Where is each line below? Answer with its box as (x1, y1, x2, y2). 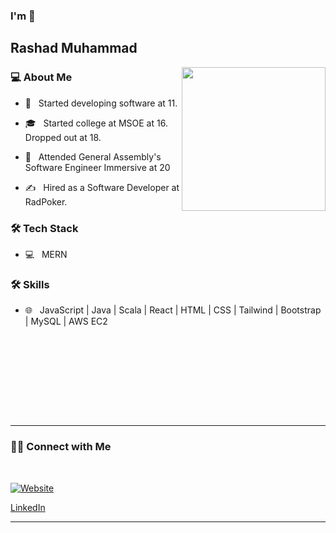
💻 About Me (10, 70, 73, 84)
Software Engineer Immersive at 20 (24, 161, 171, 173)
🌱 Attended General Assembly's (24, 150, 162, 163)
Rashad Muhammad (10, 40, 138, 57)
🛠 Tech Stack (10, 221, 79, 235)
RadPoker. (24, 195, 68, 208)
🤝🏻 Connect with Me (10, 440, 112, 454)
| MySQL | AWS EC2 (24, 315, 108, 328)
